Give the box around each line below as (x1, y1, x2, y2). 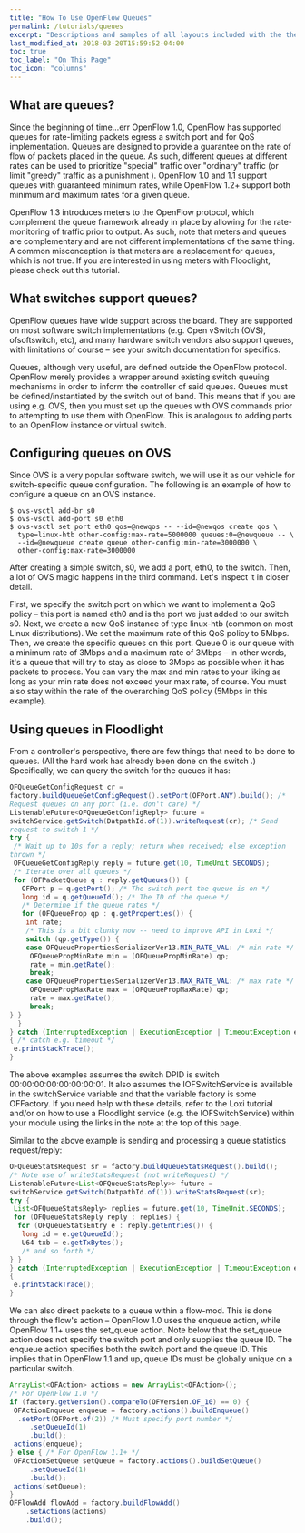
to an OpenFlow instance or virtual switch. (9, 419, 168, 430)
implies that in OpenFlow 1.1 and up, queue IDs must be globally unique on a (9, 1353, 293, 1364)
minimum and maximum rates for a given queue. (9, 189, 191, 200)
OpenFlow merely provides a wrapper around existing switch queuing (9, 371, 270, 382)
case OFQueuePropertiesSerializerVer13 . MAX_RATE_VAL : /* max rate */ (25, 977, 295, 986)
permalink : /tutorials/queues (9, 22, 124, 31)
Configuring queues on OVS (9, 446, 172, 461)
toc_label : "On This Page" (9, 55, 112, 64)
